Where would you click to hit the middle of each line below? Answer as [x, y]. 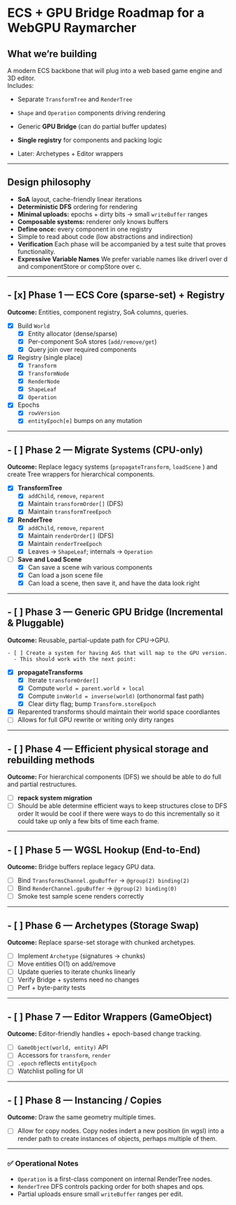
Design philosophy [49, 182]
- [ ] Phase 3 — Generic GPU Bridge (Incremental [115, 612]
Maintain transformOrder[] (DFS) [76, 504]
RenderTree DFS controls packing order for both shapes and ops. [111, 1186]
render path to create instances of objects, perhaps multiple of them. [117, 1139]
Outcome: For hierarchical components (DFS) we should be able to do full [114, 777]
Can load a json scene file [65, 575]
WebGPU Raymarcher [72, 28]
